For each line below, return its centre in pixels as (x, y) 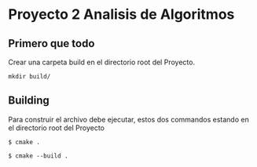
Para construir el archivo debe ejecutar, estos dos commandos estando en (128, 119)
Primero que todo (51, 44)
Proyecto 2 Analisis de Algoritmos (121, 15)
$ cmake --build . (38, 156)
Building (29, 101)
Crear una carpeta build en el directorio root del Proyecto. (101, 62)
